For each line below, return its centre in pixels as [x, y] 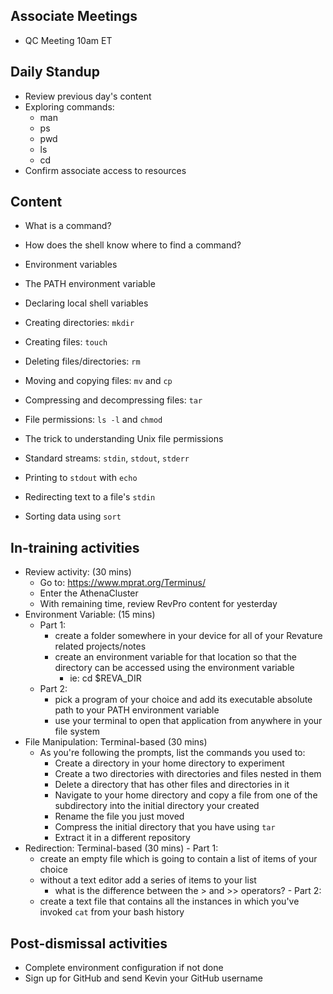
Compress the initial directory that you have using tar [165, 827]
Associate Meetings [74, 16]
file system [77, 731]
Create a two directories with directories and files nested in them [188, 774]
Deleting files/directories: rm [82, 361]
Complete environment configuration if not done [124, 968]
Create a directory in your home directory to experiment [169, 763]
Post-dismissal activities [89, 943]
